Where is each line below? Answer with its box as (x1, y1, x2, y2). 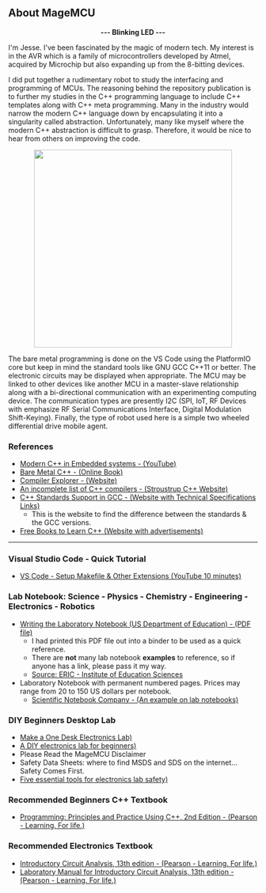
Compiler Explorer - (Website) (19, 476, 117, 485)
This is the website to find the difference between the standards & (31, 510, 247, 519)
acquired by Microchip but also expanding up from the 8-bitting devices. (8, 59, 245, 69)
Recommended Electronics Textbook (8, 841, 153, 852)
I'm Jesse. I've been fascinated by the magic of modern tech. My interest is (8, 43, 255, 52)
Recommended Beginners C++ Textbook (8, 794, 168, 805)
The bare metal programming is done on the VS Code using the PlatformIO (8, 354, 251, 363)
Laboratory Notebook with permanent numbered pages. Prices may (19, 678, 241, 687)
